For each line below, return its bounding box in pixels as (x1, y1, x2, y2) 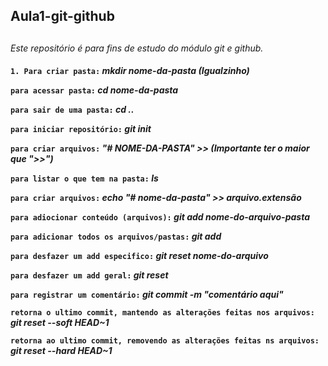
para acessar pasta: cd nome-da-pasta (10, 84, 179, 96)
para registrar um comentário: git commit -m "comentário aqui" (10, 289, 284, 301)
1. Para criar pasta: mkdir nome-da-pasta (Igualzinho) (10, 65, 250, 77)
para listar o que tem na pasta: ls (10, 172, 159, 184)
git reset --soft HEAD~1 (10, 317, 110, 329)
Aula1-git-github (10, 8, 115, 25)
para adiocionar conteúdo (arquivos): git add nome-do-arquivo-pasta (10, 211, 310, 223)
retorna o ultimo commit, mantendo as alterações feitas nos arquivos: (10, 308, 315, 318)
